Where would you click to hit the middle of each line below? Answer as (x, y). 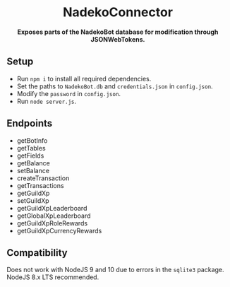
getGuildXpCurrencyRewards (59, 230)
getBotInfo (32, 140)
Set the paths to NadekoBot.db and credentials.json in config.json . (115, 86)
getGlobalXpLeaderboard (54, 216)
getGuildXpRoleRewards (52, 223)
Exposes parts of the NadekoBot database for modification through (118, 32)
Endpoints (30, 123)
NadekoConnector (118, 12)
